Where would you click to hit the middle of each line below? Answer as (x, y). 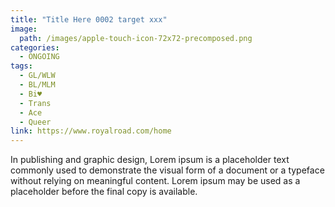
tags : (21, 66)
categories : (35, 47)
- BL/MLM (37, 85)
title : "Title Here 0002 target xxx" (89, 19)
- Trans (35, 103)
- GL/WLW (37, 76)
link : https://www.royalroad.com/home (91, 131)
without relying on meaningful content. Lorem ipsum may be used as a (155, 181)
